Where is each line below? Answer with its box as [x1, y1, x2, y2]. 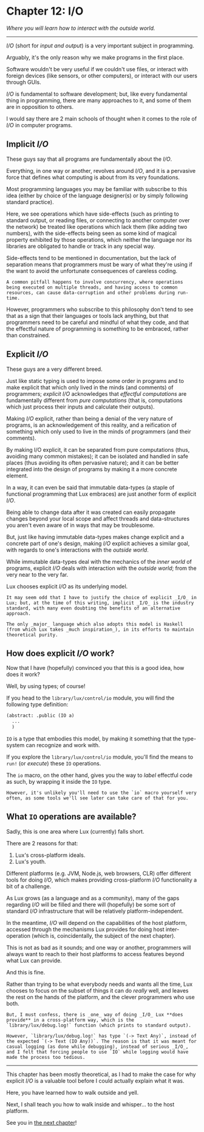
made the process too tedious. [6, 1054, 86, 1060]
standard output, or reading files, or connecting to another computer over [6, 216, 190, 223]
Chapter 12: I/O [6, 4, 84, 18]
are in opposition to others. [6, 103, 74, 110]
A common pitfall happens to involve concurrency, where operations [6, 279, 183, 285]
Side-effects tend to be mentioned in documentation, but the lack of [6, 254, 177, 261]
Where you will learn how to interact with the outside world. [6, 24, 155, 32]
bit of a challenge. [6, 882, 52, 890]
